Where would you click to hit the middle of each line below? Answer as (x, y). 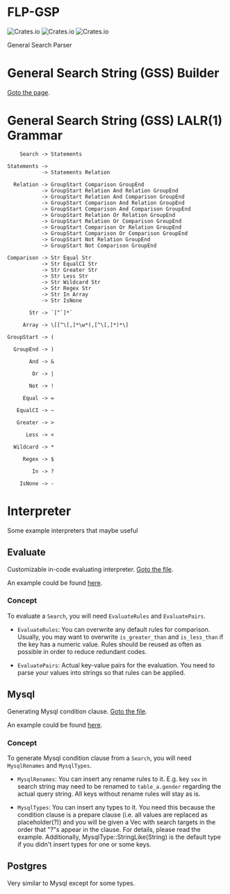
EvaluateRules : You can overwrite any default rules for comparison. (114, 629)
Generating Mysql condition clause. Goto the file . (77, 711)
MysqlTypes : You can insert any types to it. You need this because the (116, 807)
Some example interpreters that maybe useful (73, 530)
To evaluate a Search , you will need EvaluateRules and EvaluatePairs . (107, 616)
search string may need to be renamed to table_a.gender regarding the (119, 786)
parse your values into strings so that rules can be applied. (101, 672)
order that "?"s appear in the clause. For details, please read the (109, 829)
